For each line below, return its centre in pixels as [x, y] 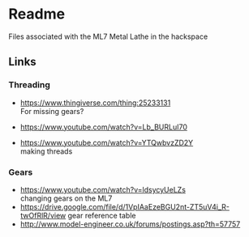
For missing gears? [52, 111]
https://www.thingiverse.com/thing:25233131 [95, 103]
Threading [30, 85]
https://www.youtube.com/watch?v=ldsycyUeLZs [103, 189]
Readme [37, 14]
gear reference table [102, 215]
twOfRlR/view [43, 215]
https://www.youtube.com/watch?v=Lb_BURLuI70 [104, 127]
